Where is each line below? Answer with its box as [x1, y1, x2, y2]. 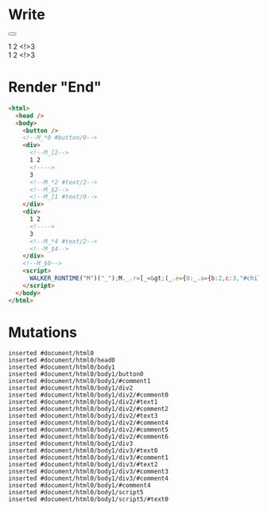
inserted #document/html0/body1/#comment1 [8, 377, 151, 385]
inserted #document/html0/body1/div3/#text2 [8, 461, 158, 469]
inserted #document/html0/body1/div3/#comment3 [8, 467, 169, 476]
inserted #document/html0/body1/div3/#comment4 [8, 474, 169, 482]
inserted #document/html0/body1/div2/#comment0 [8, 391, 169, 399]
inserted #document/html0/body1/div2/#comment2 [8, 405, 169, 413]
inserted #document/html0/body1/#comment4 [8, 482, 151, 490]
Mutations [8, 323, 78, 341]
